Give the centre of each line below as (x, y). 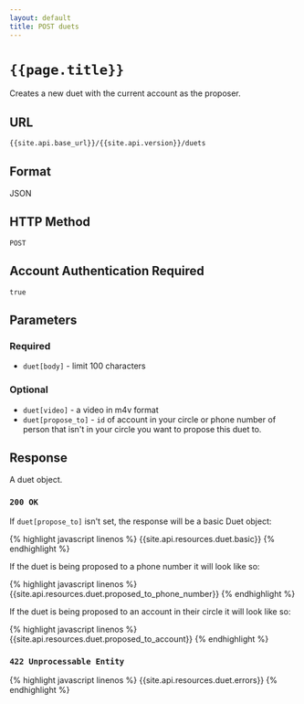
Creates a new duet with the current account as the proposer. (126, 93)
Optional (29, 389)
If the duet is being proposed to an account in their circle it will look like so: (150, 611)
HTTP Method (50, 222)
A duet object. (36, 480)
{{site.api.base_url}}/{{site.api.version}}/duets (108, 144)
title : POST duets (44, 27)
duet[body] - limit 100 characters (84, 366)
